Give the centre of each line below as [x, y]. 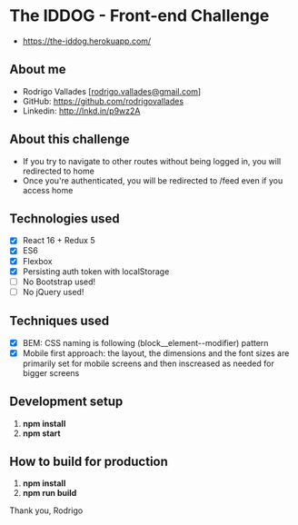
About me [38, 69]
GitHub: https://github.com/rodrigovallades [103, 101]
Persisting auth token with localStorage [96, 271]
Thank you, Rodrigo [46, 510]
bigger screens [51, 372]
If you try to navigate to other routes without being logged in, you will [152, 161]
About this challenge [70, 139]
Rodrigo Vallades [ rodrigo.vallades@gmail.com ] [112, 91]
